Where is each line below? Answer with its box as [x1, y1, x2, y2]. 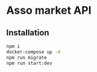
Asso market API [6, 4, 92, 17]
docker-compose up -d [6, 49, 61, 55]
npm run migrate [6, 55, 47, 61]
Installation [6, 28, 49, 38]
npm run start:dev [6, 60, 52, 66]
